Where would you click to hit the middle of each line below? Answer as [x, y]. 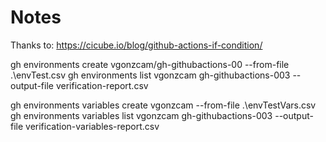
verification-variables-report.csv [92, 126]
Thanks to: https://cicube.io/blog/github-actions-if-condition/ [136, 45]
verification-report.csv [102, 85]
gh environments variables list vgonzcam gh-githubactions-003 [141, 115]
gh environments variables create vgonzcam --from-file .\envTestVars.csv [163, 105]
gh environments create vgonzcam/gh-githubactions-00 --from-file [150, 64]
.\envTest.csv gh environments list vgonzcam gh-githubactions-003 [150, 75]
